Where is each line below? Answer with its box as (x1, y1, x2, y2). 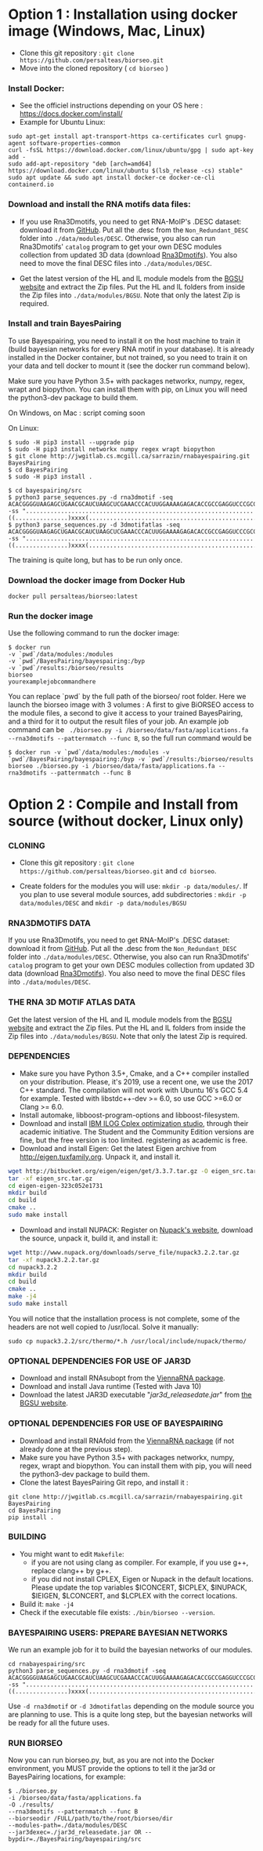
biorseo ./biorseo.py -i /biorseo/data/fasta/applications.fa (8, 763, 215, 771)
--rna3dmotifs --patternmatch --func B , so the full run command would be (8, 734, 252, 743)
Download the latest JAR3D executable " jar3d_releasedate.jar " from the (19, 1390, 252, 1400)
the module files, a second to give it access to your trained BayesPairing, (8, 709, 243, 718)
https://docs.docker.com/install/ (19, 109, 123, 118)
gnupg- (225, 133, 247, 140)
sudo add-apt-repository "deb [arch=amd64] (8, 160, 153, 168)
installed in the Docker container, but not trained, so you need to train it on (8, 352, 248, 362)
